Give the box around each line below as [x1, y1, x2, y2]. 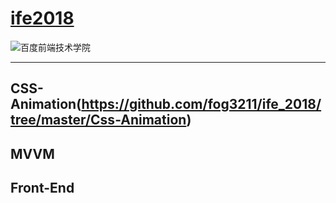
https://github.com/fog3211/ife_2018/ [81, 96, 322, 113]
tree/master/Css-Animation [10, 112, 187, 129]
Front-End [10, 180, 75, 197]
